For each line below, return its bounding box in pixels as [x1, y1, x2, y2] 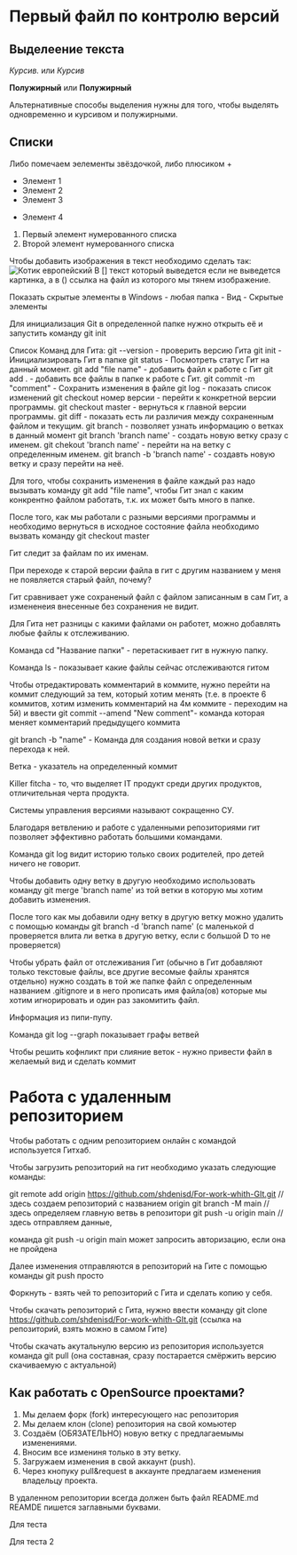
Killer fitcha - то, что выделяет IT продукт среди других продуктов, [9, 777, 262, 788]
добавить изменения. [9, 894, 91, 905]
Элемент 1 [21, 175, 62, 186]
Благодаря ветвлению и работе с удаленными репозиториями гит [9, 822, 261, 833]
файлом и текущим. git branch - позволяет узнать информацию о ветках [9, 420, 284, 431]
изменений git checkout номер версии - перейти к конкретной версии [9, 392, 277, 403]
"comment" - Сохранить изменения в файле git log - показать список [9, 382, 272, 393]
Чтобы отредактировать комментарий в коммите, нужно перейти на [9, 679, 270, 690]
